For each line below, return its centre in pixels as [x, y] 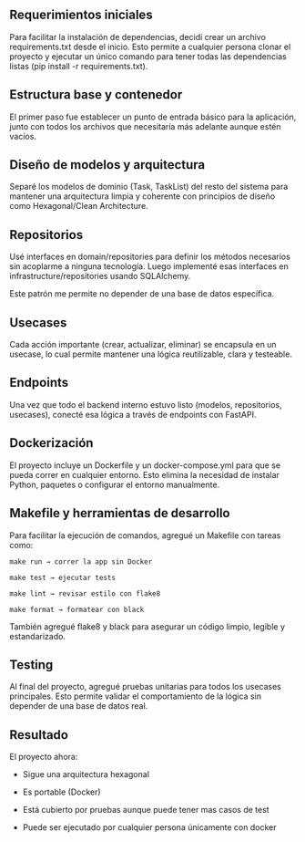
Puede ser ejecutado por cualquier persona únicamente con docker [149, 827]
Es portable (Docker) [62, 792]
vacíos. [23, 136]
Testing [31, 665]
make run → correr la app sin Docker [81, 561]
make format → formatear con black [77, 609]
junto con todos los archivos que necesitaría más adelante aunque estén [145, 126]
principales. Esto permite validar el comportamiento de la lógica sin [136, 696]
